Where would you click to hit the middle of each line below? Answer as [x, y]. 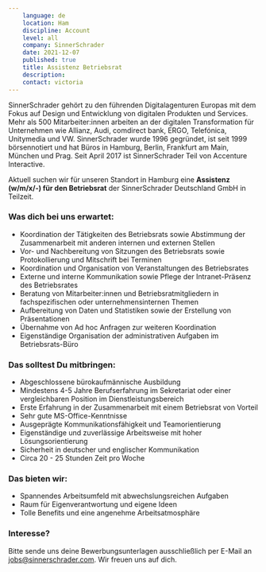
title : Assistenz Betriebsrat [73, 68]
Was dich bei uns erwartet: [61, 217]
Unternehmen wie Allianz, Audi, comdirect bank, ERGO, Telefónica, [118, 130]
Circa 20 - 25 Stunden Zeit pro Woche [82, 458]
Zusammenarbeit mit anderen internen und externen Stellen [118, 243]
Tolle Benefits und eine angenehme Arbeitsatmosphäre [110, 513]
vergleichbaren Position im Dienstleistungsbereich [102, 399]
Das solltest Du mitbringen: [62, 364]
